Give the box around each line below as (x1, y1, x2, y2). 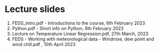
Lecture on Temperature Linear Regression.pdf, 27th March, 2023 (12, 30, 149, 36)
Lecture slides (5, 3, 65, 15)
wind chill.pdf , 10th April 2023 (12, 41, 76, 47)
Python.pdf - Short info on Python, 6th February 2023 (12, 25, 124, 31)
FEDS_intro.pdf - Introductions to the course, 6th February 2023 (12, 20, 145, 26)
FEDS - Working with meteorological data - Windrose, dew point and (12, 36, 154, 42)
